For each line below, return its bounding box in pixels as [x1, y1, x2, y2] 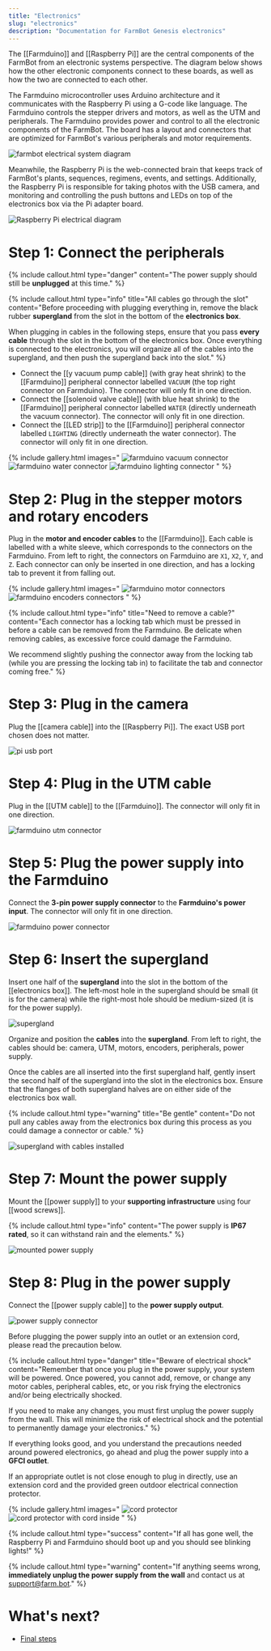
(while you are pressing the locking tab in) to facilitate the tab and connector [8, 658, 263, 668]
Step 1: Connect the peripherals [8, 243, 225, 261]
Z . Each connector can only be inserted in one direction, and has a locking [8, 560, 256, 569]
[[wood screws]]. [8, 1204, 66, 1214]
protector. [8, 1488, 41, 1498]
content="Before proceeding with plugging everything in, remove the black [8, 303, 259, 312]
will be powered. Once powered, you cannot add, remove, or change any [8, 1373, 252, 1382]
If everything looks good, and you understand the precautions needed [8, 1438, 243, 1448]
